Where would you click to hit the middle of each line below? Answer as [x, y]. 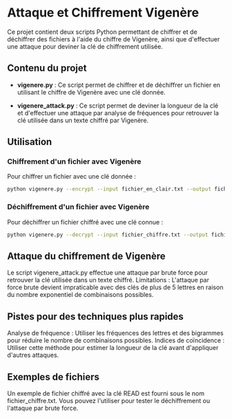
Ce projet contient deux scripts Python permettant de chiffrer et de [103, 32]
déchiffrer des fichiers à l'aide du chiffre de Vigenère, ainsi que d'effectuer [114, 39]
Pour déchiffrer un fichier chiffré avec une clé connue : [85, 222]
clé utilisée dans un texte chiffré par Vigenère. [83, 120]
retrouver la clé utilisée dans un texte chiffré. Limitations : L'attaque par [108, 280]
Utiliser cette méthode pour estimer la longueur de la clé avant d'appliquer [113, 348]
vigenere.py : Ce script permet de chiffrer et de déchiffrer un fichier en [119, 85]
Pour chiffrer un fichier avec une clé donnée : [72, 177]
